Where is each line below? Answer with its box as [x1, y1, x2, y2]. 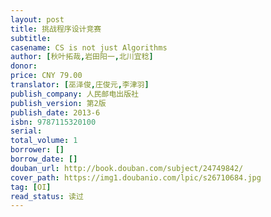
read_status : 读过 [10, 191, 84, 201]
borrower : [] [10, 145, 65, 155]
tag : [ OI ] [10, 182, 52, 192]
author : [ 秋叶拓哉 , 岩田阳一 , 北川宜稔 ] [10, 52, 154, 62]
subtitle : [10, 33, 52, 43]
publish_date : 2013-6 [10, 107, 101, 118]
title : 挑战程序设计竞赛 [10, 24, 102, 34]
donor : [10, 61, 38, 71]
